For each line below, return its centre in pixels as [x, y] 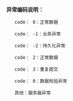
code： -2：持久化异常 [40, 46]
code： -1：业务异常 [37, 34]
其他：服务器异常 [33, 93]
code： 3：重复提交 [36, 69]
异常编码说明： [25, 9]
